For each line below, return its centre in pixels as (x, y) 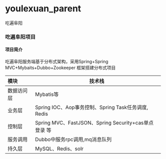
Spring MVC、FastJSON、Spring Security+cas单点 (95, 123)
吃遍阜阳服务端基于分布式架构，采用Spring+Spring (57, 62)
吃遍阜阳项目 (21, 37)
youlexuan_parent (43, 9)
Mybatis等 (47, 94)
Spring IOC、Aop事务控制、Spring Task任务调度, (92, 108)
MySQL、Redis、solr (60, 149)
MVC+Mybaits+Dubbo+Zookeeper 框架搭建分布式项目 (61, 68)
